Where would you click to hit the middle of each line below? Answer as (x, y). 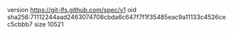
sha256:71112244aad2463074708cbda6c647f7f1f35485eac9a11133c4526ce (116, 17)
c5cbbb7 (20, 24)
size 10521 (49, 24)
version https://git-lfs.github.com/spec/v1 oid (72, 10)
